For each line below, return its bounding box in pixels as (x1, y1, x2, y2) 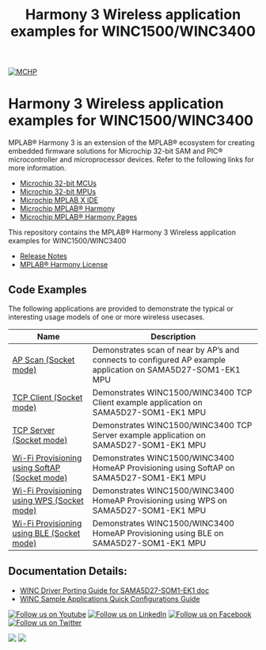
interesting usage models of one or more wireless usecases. (8, 312, 205, 322)
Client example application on (92, 396, 203, 407)
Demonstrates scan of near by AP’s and (92, 344, 240, 355)
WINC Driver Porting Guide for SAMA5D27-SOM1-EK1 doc (19, 585, 210, 595)
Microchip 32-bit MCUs (19, 178, 97, 188)
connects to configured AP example (92, 354, 226, 365)
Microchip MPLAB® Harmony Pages (19, 212, 138, 222)
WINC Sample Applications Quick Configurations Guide (19, 594, 200, 603)
